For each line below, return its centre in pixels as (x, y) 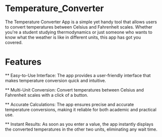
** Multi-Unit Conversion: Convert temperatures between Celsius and (74, 90)
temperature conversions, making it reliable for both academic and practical (81, 109)
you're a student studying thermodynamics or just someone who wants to (79, 32)
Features (23, 62)
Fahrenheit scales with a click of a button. (47, 95)
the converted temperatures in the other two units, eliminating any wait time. (81, 129)
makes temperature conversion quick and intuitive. (56, 80)
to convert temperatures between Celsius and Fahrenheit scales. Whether (79, 27)
